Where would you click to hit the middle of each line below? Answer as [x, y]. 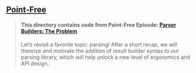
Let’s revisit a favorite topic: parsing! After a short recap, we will [99, 45]
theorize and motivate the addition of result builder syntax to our [100, 50]
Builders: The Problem [49, 31]
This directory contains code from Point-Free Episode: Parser [99, 25]
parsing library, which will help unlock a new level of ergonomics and [105, 57]
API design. [35, 63]
